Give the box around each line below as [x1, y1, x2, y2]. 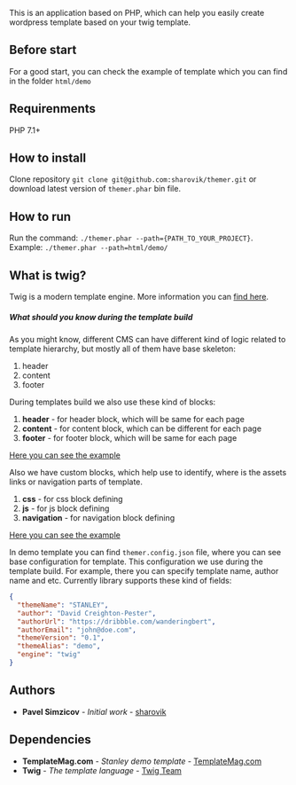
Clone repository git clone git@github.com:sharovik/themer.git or [9, 174, 257, 184]
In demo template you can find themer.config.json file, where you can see [9, 547, 282, 558]
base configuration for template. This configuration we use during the [9, 556, 263, 567]
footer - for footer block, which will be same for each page [21, 433, 238, 444]
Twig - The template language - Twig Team [21, 765, 182, 775]
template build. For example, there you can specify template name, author [9, 566, 279, 577]
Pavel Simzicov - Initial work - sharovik [21, 706, 167, 717]
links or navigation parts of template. [9, 476, 144, 487]
